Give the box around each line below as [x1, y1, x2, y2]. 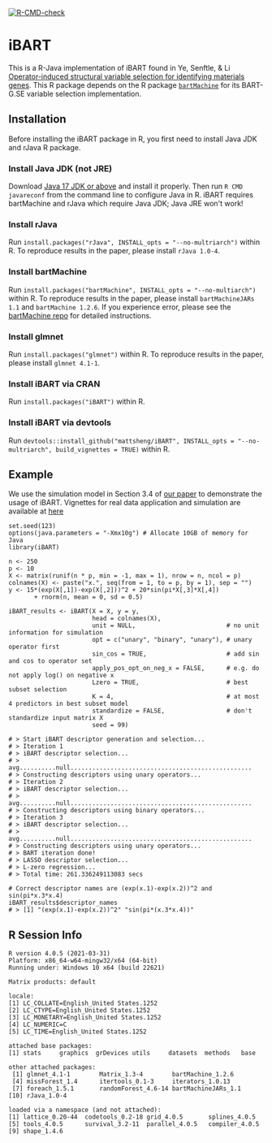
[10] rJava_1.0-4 [8, 1092, 67, 1100]
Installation [8, 112, 67, 126]
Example [8, 467, 54, 481]
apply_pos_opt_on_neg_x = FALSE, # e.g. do [92, 665, 260, 673]
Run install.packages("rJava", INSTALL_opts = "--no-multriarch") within [8, 237, 261, 247]
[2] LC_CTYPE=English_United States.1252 [8, 1007, 151, 1015]
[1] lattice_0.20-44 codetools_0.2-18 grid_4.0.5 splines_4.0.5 [8, 1113, 256, 1121]
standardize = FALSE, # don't [92, 707, 253, 715]
